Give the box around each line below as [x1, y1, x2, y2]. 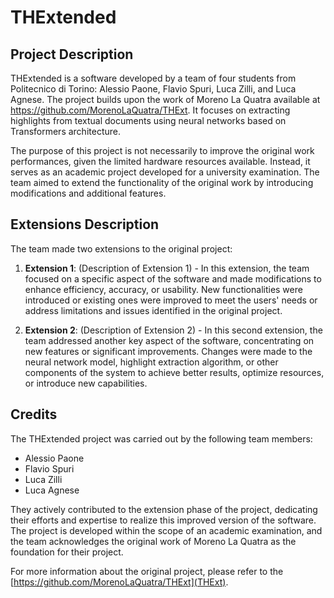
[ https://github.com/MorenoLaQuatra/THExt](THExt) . [10, 576, 229, 588]
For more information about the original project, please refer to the [10, 565, 284, 577]
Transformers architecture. [10, 126, 121, 137]
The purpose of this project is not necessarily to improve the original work [10, 145, 315, 156]
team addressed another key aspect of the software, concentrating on [24, 334, 315, 346]
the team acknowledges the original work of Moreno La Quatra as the [10, 535, 297, 547]
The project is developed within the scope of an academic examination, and [10, 524, 323, 536]
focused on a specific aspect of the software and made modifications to [24, 272, 322, 285]
